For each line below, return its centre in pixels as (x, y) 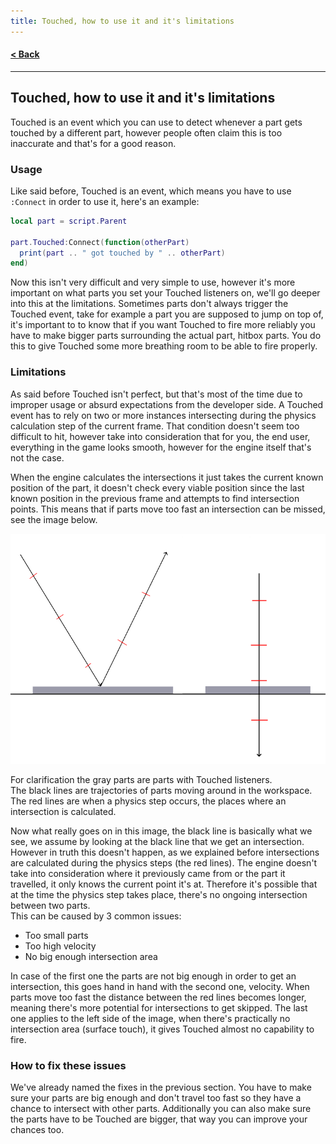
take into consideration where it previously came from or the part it (148, 873)
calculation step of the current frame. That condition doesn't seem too (155, 426)
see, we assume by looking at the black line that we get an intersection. (157, 841)
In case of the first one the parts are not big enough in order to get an (153, 976)
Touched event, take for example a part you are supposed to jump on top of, (167, 314)
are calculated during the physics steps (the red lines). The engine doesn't (164, 862)
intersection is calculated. (63, 811)
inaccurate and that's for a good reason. (93, 143)
